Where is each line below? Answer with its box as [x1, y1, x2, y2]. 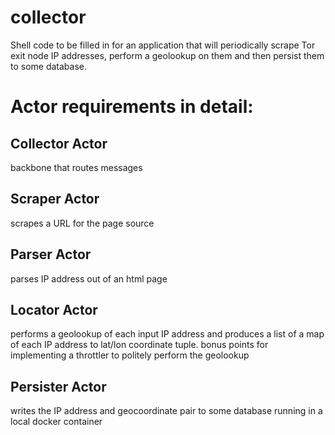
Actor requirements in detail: [10, 96, 254, 118]
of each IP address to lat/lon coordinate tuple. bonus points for [10, 339, 269, 351]
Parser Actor [10, 246, 92, 263]
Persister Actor [10, 378, 107, 395]
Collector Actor [10, 135, 108, 152]
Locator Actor [10, 301, 98, 318]
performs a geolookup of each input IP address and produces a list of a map [10, 328, 325, 340]
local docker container [10, 416, 103, 428]
